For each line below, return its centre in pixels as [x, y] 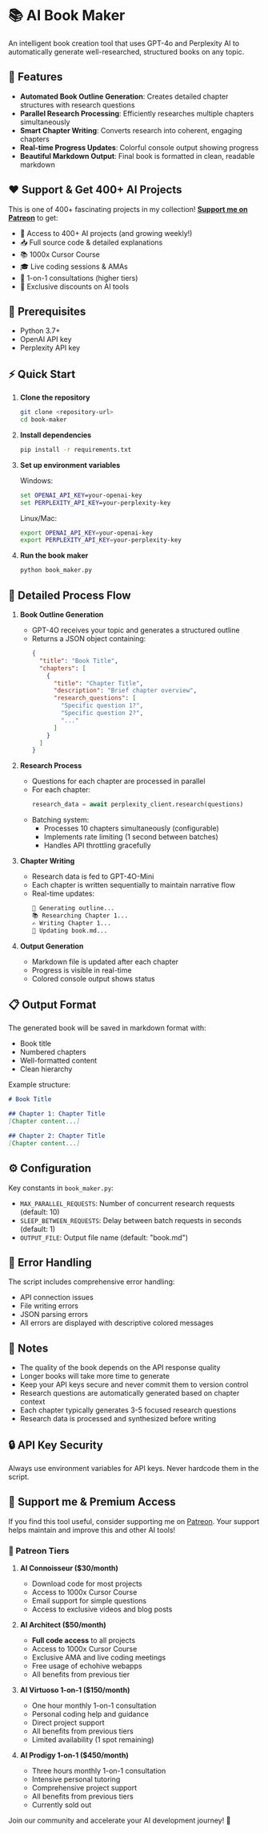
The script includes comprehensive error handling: [92, 1282]
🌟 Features [36, 77]
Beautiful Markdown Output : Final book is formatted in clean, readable [137, 156]
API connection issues [56, 1298]
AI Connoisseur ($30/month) [69, 1568]
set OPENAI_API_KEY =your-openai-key [81, 495]
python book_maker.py [56, 571]
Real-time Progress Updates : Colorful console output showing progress [139, 147]
